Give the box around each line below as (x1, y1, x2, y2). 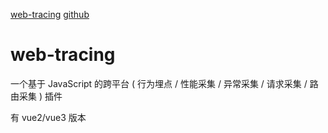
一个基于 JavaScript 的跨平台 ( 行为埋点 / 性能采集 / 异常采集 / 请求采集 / (10, 77, 308, 89)
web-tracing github (10, 9, 90, 20)
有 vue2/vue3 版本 (10, 111, 87, 123)
